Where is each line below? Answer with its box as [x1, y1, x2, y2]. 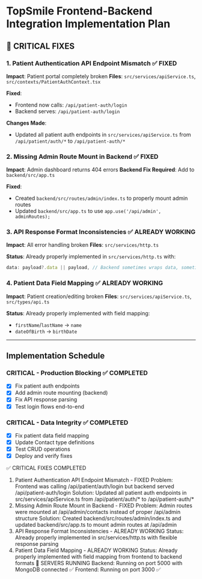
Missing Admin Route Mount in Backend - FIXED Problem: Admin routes [14, 502, 192, 509]
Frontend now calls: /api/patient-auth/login [14, 101, 127, 108]
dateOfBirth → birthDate [14, 327, 78, 335]
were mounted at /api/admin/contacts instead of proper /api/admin [14, 509, 181, 516]
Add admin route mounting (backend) [14, 389, 108, 397]
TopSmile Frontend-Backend [6, 4, 153, 18]
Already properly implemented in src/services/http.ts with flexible [14, 534, 177, 541]
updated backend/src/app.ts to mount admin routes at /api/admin [14, 521, 177, 528]
